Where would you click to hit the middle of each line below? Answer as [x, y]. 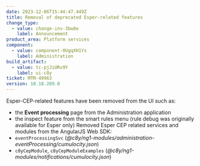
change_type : [22, 23]
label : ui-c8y [34, 73]
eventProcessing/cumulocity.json [56, 144]
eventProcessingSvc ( [41, 138]
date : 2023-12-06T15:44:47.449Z [46, 12]
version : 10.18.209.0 [33, 84]
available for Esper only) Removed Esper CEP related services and [96, 125]
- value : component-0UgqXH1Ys [49, 51]
